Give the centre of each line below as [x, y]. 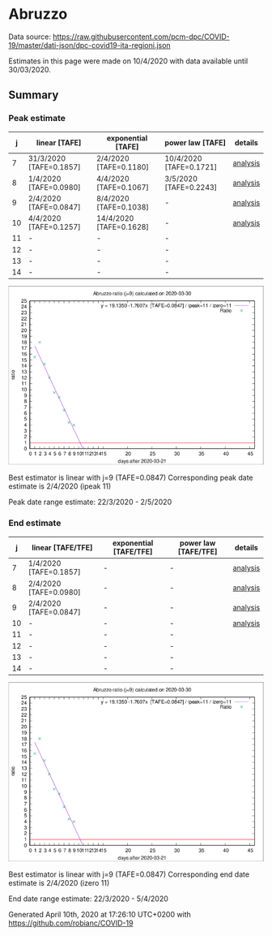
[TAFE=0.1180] [123, 167]
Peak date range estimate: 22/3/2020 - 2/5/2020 [90, 502]
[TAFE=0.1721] [191, 167]
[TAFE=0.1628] [123, 227]
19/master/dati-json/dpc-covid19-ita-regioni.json [90, 45]
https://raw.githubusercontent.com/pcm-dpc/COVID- [141, 37]
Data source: [30, 37]
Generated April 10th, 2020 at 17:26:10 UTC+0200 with [100, 914]
